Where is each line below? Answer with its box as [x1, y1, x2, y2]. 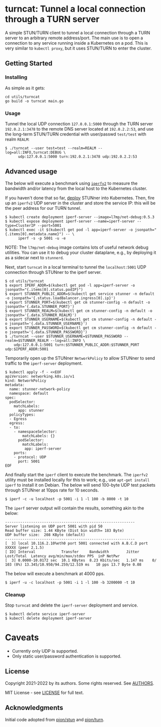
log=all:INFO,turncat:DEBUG [5, 150, 62, 155]
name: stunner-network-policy [9, 387, 70, 391]
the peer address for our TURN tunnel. [5, 205, 82, 211]
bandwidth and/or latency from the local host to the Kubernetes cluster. [5, 186, 147, 191]
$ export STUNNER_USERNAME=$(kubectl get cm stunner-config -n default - [5, 317, 157, 321]
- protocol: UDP [14, 455, 47, 459]
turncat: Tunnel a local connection [5, 3, 146, 15]
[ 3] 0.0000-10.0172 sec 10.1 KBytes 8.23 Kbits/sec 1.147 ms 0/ [5, 558, 157, 563]
